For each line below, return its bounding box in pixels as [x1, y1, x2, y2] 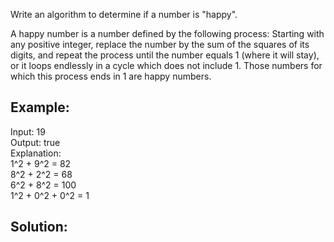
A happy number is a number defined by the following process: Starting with [10, 28, 325, 39]
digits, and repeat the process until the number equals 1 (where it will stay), [10, 49, 320, 61]
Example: [10, 99, 70, 116]
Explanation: [10, 147, 62, 159]
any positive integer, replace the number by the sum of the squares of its [10, 39, 310, 50]
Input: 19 [10, 125, 46, 138]
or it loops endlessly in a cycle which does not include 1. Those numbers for [10, 60, 323, 71]
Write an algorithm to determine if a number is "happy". [10, 9, 238, 20]
